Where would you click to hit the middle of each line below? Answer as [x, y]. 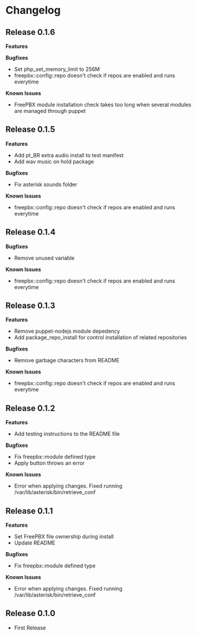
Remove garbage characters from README [67, 361]
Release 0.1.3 [30, 306]
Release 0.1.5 [30, 130]
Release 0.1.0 [30, 613]
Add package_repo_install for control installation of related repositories [100, 338]
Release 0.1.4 [30, 232]
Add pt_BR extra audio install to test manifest [69, 155]
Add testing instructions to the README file [67, 434]
